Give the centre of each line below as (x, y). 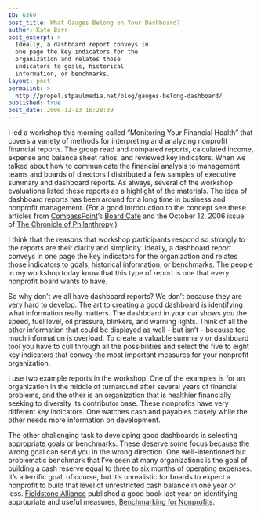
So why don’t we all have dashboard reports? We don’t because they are (125, 296)
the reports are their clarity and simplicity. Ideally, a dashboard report (120, 248)
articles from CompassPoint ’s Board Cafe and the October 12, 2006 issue (126, 216)
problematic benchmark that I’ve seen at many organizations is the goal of (128, 460)
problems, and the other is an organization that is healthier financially (120, 395)
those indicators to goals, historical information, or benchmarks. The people (130, 264)
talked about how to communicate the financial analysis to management (124, 166)
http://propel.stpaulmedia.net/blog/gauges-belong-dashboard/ (119, 96)
